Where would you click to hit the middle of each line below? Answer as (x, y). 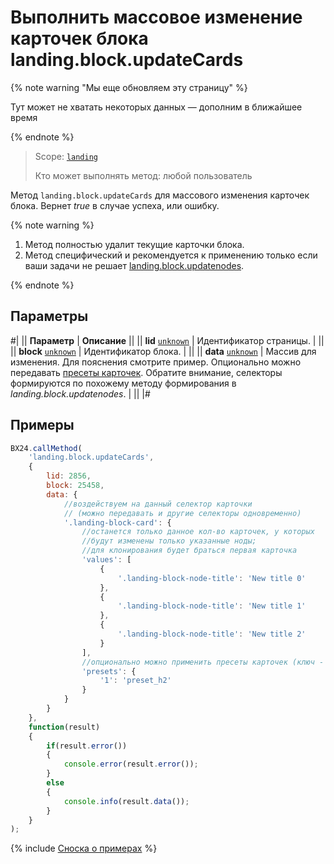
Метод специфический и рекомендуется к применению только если (171, 255)
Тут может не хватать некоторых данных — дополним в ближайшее (156, 107)
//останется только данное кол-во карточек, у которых (198, 532)
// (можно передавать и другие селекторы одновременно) (182, 513)
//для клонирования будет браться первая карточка (189, 551)
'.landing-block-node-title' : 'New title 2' (212, 634)
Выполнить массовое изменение (156, 17)
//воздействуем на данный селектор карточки (158, 504)
